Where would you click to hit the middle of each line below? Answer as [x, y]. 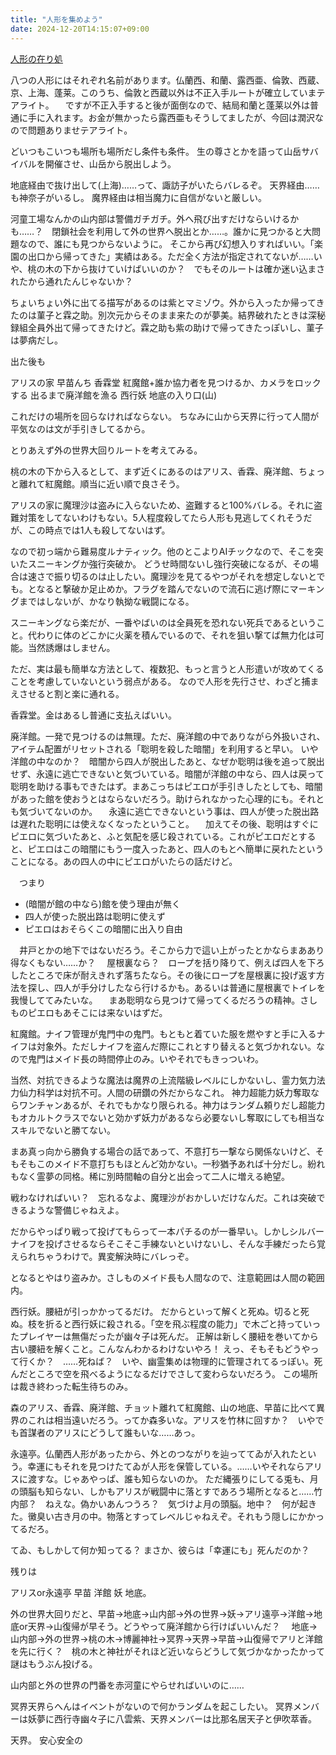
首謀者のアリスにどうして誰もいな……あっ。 [109, 1432]
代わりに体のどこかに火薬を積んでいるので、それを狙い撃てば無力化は [172, 635]
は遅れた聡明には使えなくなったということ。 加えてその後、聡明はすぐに [164, 823]
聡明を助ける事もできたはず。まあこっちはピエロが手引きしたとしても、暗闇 [166, 786]
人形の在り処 [36, 58]
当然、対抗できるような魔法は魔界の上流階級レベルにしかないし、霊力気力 [163, 1080]
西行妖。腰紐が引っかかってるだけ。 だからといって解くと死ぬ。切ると [155, 1311]
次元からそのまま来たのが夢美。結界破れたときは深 [211, 315]
